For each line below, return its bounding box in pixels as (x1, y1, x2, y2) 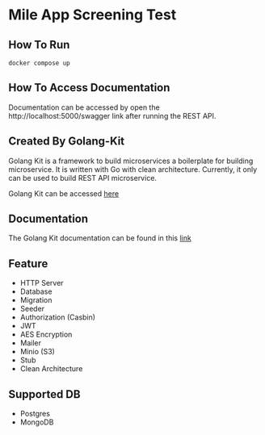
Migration (19, 295, 53, 305)
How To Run (8, 38, 70, 52)
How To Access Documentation (8, 81, 170, 94)
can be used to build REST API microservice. (8, 173, 158, 182)
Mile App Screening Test (8, 6, 177, 24)
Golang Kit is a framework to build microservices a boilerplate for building (8, 156, 254, 165)
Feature (8, 257, 48, 270)
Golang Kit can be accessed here (8, 188, 120, 199)
